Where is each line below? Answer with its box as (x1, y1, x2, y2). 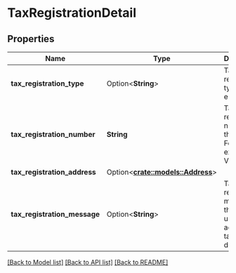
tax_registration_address (11, 167, 96, 177)
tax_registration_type (11, 79, 84, 88)
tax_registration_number (11, 130, 96, 139)
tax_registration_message (11, 209, 100, 219)
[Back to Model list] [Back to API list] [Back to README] (7, 258, 169, 266)
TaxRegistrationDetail (7, 5, 137, 21)
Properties (7, 33, 55, 45)
